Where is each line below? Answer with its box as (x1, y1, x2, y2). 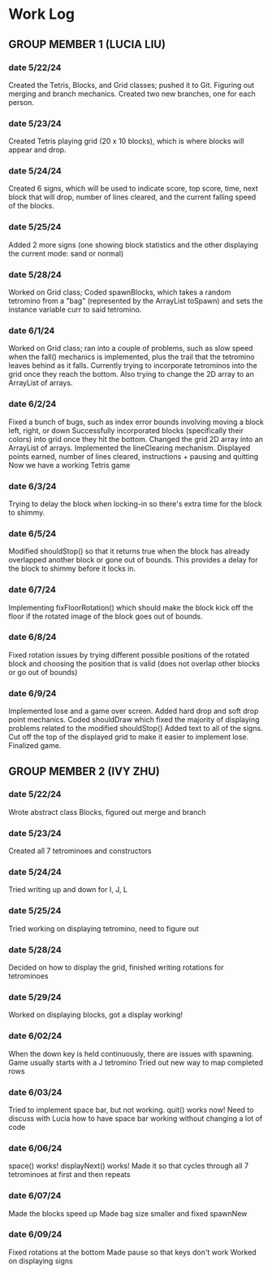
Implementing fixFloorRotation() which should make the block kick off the (8, 602, 254, 612)
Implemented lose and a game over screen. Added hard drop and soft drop (8, 706, 259, 716)
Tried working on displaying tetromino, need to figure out (8, 923, 199, 933)
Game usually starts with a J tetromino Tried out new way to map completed (8, 1057, 264, 1067)
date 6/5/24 (8, 528, 57, 539)
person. (8, 97, 35, 107)
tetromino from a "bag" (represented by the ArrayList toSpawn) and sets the (8, 296, 264, 306)
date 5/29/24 (8, 991, 63, 1002)
